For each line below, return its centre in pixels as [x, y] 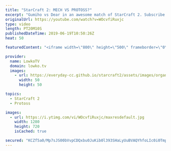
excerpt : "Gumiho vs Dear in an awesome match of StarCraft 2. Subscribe [85, 15]
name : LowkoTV [25, 61]
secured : [15, 140]
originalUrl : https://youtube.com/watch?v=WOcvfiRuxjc [65, 19]
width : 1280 [27, 122]
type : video [18, 24]
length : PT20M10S [24, 29]
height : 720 [27, 127]
